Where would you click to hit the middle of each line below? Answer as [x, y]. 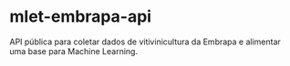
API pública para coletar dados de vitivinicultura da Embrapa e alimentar [145, 42]
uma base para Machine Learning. [74, 51]
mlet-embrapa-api [81, 17]
